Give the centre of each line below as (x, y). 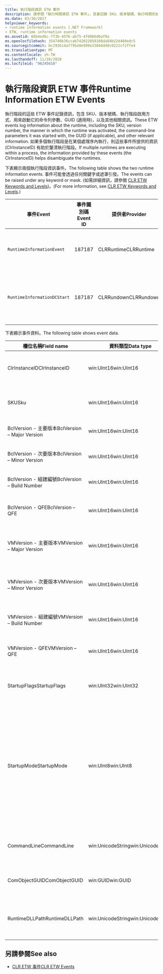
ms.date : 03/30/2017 (26, 18)
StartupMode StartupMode (37, 766)
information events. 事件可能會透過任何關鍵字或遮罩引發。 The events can (79, 174)
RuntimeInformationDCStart (39, 297)
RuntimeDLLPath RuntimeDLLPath (46, 919)
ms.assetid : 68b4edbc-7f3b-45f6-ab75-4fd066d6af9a (57, 37)
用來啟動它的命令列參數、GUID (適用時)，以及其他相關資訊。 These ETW (86, 120)
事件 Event (39, 214)
